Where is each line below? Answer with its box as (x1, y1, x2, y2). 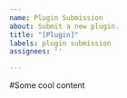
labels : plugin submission (9, 38, 112, 48)
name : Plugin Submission (9, 13, 103, 23)
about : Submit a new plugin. (9, 22, 120, 31)
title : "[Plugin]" (9, 30, 79, 39)
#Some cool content (9, 80, 85, 91)
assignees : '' (9, 47, 63, 56)
